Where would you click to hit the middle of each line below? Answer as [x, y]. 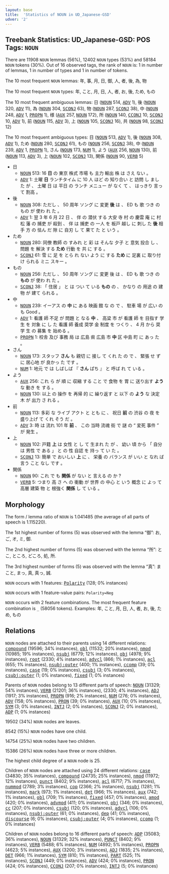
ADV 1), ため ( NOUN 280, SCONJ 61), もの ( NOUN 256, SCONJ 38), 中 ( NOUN [79, 144]
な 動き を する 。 [38, 388]
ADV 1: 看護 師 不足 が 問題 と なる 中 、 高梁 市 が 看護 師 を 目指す [89, 318]
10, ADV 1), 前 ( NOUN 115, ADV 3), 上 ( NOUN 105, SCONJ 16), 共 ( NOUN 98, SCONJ [84, 121]
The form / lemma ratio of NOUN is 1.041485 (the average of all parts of [77, 517]
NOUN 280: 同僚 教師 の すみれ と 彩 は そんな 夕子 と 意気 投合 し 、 [90, 243]
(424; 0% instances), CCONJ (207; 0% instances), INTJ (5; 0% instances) [81, 866]
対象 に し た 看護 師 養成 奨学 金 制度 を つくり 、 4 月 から [93, 325]
